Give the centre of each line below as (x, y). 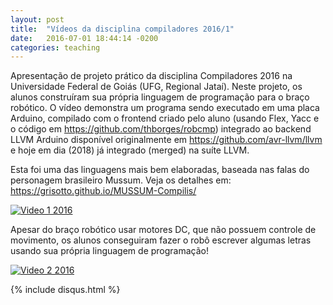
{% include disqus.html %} (65, 290)
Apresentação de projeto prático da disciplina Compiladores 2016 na (151, 76)
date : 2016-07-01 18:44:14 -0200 (84, 38)
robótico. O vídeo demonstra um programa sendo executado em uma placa (165, 108)
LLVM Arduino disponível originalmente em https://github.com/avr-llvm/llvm (166, 140)
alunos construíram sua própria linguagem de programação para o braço (160, 97)
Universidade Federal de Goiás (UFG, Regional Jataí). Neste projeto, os (156, 87)
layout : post (37, 19)
